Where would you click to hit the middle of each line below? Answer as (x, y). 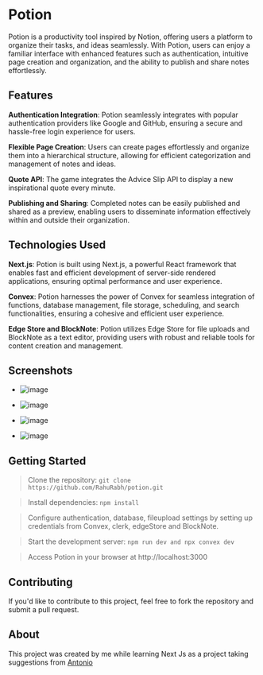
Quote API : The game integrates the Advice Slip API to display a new (121, 179)
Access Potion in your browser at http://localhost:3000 (118, 557)
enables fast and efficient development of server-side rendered (112, 273)
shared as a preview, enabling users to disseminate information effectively (130, 211)
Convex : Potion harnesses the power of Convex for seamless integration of (131, 297)
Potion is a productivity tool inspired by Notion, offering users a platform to (130, 37)
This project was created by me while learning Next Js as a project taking (128, 654)
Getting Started (47, 461)
